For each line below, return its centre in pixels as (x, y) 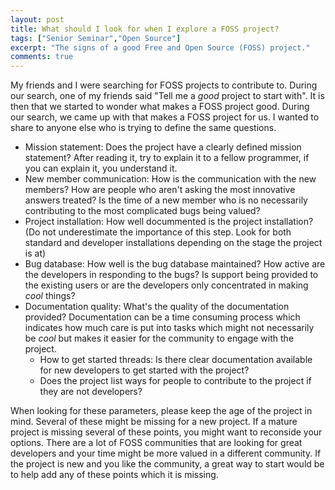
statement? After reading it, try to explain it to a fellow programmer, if (167, 158)
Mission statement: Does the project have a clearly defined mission (163, 147)
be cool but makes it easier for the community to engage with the (159, 338)
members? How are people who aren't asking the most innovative (160, 190)
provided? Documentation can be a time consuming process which (162, 317)
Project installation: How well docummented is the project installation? (169, 222)
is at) (35, 253)
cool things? (50, 296)
